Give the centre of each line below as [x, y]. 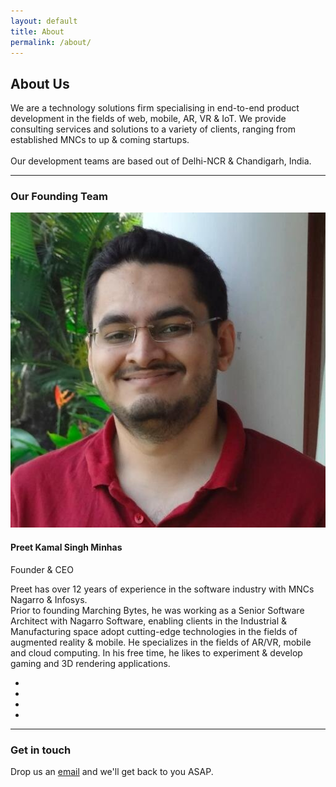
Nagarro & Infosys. [49, 599]
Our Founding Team [59, 197]
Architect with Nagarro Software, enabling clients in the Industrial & [149, 621]
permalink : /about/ [51, 42]
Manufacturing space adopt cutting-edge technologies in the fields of [154, 631]
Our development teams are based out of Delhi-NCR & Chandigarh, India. [161, 161]
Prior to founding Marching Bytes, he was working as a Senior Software [157, 610]
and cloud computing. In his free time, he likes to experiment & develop [156, 652]
